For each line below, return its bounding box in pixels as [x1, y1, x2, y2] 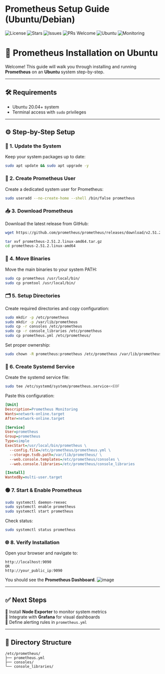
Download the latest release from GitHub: [5, 220, 89, 227]
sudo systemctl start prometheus [5, 509, 74, 514]
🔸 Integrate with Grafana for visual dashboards [5, 614, 100, 620]
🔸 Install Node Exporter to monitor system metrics [5, 609, 107, 615]
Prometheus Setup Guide [5, 3, 110, 15]
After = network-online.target [5, 416, 65, 421]
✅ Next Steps [5, 596, 47, 604]
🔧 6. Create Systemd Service [5, 363, 75, 370]
